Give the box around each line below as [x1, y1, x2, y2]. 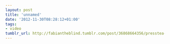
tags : [5, 21, 17, 27]
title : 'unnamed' [5, 12, 42, 17]
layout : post [5, 7, 33, 13]
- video [5, 26, 22, 31]
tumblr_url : [5, 31, 30, 36]
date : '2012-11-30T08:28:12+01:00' [5, 17, 80, 22]
